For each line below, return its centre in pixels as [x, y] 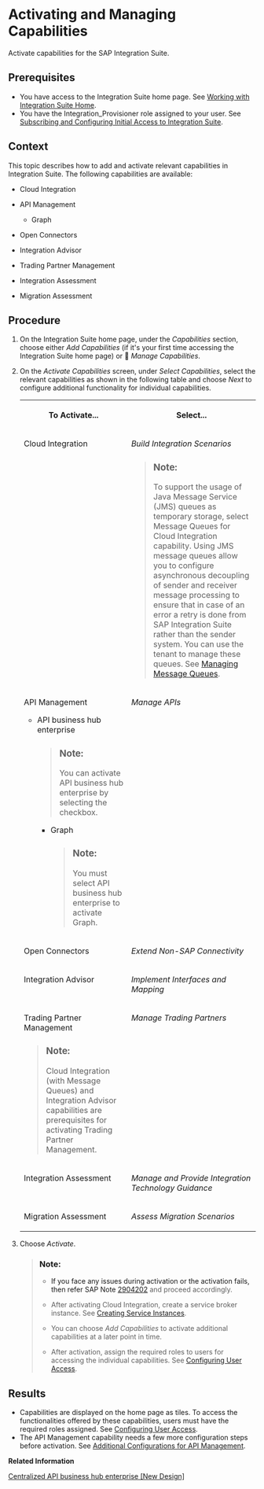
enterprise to [96, 903]
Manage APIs [156, 702]
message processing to [196, 595]
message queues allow [195, 556]
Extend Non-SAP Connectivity [187, 951]
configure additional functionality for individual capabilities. [115, 388]
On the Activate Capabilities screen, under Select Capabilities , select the [137, 371]
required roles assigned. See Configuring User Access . [108, 1429]
